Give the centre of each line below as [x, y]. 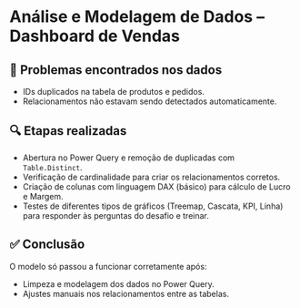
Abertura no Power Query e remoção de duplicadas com [128, 158]
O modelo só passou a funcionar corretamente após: [108, 266]
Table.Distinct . [53, 167]
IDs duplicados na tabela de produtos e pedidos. [113, 92]
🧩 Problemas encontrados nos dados [116, 70]
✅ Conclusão [47, 245]
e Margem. [43, 196]
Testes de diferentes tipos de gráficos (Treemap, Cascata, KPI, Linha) [153, 206]
